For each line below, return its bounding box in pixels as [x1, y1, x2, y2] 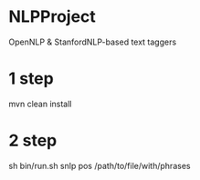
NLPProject [8, 6, 97, 27]
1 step [8, 68, 54, 89]
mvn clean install [8, 98, 72, 109]
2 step [8, 130, 58, 151]
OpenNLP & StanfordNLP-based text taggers [8, 36, 177, 47]
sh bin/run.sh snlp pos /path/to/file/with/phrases [8, 160, 191, 171]
